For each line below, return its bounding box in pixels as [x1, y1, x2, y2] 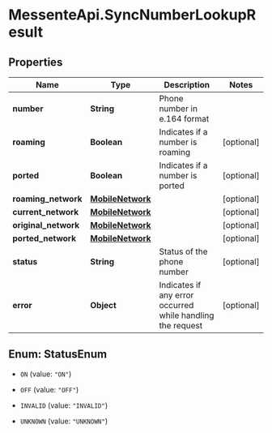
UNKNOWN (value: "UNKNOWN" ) [19, 416, 108, 426]
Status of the [159, 246, 208, 257]
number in [159, 103, 198, 114]
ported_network [12, 233, 77, 244]
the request [159, 320, 203, 331]
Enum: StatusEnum [8, 347, 108, 362]
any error [159, 289, 194, 301]
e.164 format [159, 114, 210, 124]
